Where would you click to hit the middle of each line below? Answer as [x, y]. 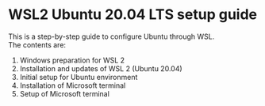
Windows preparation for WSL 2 [72, 60]
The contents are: [37, 44]
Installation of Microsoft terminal [73, 85]
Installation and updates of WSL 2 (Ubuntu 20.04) [101, 68]
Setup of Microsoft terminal [64, 93]
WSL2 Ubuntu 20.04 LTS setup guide [133, 15]
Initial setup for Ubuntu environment [79, 77]
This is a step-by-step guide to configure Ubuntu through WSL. [111, 36]
